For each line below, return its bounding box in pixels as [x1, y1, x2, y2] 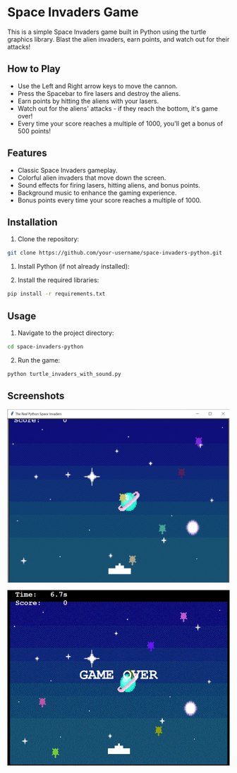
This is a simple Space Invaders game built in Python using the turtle [7, 28, 207, 36]
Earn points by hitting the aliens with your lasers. [17, 97, 159, 105]
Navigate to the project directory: [17, 329, 114, 337]
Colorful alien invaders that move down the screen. [17, 174, 166, 182]
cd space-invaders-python [7, 343, 83, 350]
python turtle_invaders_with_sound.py [7, 370, 121, 377]
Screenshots [7, 390, 65, 402]
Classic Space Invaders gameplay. [17, 166, 118, 174]
